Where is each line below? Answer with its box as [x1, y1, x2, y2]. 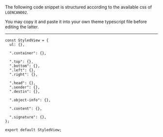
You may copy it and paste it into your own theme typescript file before [5, 19, 147, 24]
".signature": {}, [9, 115, 47, 119]
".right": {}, [9, 72, 38, 77]
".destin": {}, [9, 89, 40, 94]
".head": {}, [9, 80, 36, 85]
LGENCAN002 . [5, 9, 28, 15]
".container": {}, [9, 51, 47, 56]
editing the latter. [5, 24, 39, 30]
